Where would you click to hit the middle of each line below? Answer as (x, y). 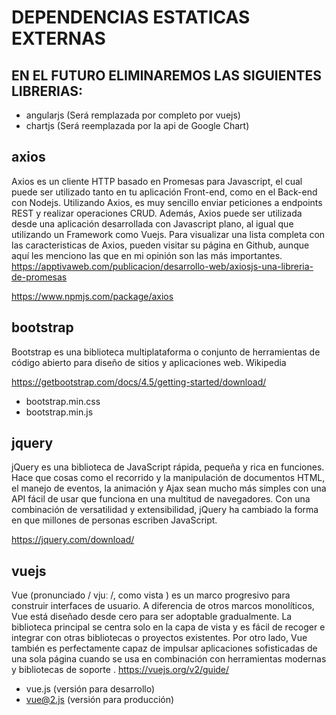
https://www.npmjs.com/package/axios (92, 296)
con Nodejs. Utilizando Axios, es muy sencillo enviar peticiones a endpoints (167, 202)
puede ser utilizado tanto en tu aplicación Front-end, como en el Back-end (164, 192)
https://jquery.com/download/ (73, 540)
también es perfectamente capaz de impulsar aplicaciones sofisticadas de (164, 648)
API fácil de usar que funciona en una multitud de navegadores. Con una (161, 499)
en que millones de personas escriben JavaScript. (114, 520)
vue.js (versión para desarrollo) (90, 689)
